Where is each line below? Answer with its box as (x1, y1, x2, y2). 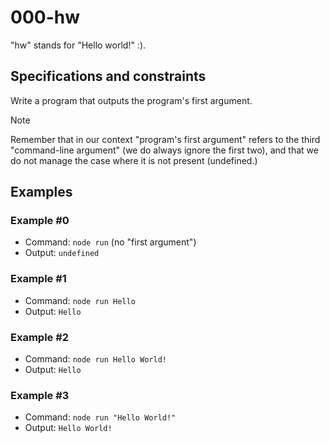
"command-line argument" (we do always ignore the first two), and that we (10, 144, 319, 156)
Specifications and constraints (10, 68, 207, 85)
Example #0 (10, 214, 70, 228)
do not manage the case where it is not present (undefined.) (10, 154, 258, 166)
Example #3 (10, 388, 70, 402)
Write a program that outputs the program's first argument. (10, 94, 253, 106)
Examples (10, 184, 73, 201)
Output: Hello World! (24, 422, 113, 434)
